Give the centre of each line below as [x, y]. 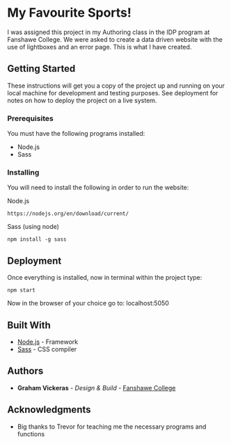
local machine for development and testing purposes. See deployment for [113, 93]
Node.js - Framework [48, 342]
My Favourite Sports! [70, 13]
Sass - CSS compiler [47, 349]
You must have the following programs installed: [76, 134]
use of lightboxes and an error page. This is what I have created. [99, 47]
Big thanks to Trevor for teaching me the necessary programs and [112, 427]
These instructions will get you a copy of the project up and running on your [116, 86]
